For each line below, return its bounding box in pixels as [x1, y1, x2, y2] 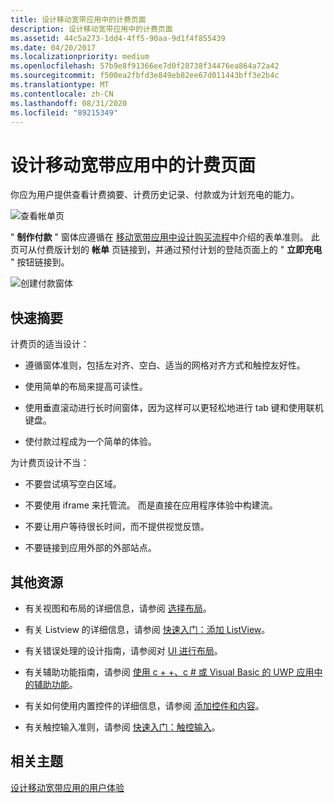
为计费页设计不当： [10, 457, 90, 469]
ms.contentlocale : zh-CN [10, 89, 114, 99]
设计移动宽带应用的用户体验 [10, 781, 125, 793]
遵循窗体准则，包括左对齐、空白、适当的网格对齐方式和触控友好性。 [24, 359, 306, 371]
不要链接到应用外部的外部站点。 [24, 542, 157, 554]
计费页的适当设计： [10, 338, 90, 350]
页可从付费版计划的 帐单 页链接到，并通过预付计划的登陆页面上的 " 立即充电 [10, 244, 323, 256]
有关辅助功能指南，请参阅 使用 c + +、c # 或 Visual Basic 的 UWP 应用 [24, 666, 315, 678]
